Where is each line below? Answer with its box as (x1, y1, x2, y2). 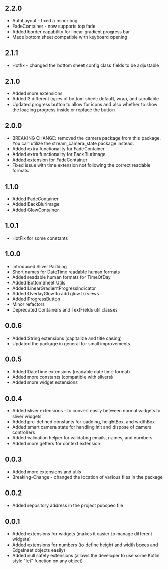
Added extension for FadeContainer (12, 157, 88, 163)
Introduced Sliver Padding (12, 263, 67, 269)
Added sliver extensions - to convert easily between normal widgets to (12, 408, 161, 414)
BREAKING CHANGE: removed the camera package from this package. (12, 135, 161, 141)
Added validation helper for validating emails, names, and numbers (12, 435, 153, 441)
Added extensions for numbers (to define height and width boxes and (12, 541, 158, 548)
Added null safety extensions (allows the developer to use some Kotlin (12, 552, 160, 558)
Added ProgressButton (12, 296, 61, 302)
